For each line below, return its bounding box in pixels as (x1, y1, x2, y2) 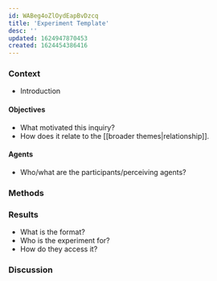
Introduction (19, 86, 61, 96)
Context (8, 68, 41, 79)
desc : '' (8, 26, 38, 35)
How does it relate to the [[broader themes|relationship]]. (19, 131, 210, 140)
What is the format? (19, 227, 86, 237)
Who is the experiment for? (19, 236, 110, 246)
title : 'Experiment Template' (8, 19, 110, 27)
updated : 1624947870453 (8, 34, 88, 43)
